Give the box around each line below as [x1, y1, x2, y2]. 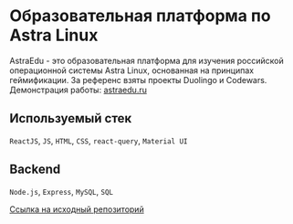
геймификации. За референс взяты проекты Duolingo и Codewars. [9, 74, 267, 85]
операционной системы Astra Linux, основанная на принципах [9, 65, 254, 76]
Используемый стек [9, 111, 132, 126]
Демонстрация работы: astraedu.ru [9, 84, 148, 95]
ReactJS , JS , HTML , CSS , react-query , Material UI [9, 134, 188, 146]
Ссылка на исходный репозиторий [9, 203, 144, 215]
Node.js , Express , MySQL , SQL [9, 186, 114, 197]
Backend [9, 162, 61, 177]
